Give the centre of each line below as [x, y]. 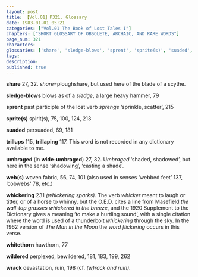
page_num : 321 [24, 39]
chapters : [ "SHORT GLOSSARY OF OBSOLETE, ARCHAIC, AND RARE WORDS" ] [93, 34]
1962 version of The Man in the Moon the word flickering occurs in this [93, 227]
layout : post [22, 12]
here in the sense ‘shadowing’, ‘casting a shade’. [65, 166]
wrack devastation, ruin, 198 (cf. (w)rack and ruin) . [68, 268]
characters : [21, 45]
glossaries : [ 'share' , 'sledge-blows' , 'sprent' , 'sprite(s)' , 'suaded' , [100, 51]
